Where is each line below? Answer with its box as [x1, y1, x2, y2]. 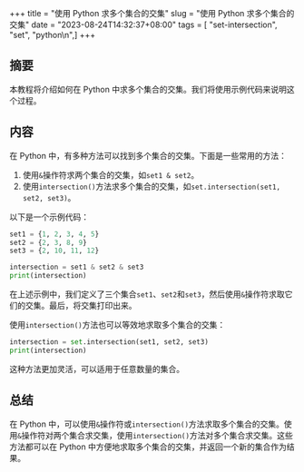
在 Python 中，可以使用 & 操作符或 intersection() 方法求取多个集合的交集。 [9, 418, 284, 429]
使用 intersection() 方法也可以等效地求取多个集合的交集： [9, 320, 226, 329]
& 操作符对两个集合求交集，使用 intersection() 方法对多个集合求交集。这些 [17, 429, 293, 440]
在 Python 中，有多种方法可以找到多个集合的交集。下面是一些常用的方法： [9, 150, 288, 161]
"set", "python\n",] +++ [9, 30, 96, 40]
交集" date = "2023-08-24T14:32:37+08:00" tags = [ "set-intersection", [9, 19, 279, 30]
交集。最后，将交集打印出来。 [25, 300, 137, 310]
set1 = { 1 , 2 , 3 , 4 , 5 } [9, 230, 100, 239]
